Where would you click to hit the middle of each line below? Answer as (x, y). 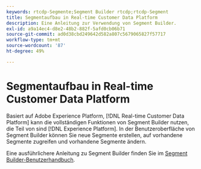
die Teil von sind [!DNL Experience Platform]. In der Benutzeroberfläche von (101, 129)
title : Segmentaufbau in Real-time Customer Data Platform (82, 18)
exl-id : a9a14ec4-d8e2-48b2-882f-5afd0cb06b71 (66, 29)
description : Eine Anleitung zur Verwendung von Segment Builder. (91, 23)
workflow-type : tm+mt (33, 40)
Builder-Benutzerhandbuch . (41, 159)
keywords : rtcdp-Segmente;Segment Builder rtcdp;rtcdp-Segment (88, 12)
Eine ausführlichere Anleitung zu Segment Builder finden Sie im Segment (97, 153)
